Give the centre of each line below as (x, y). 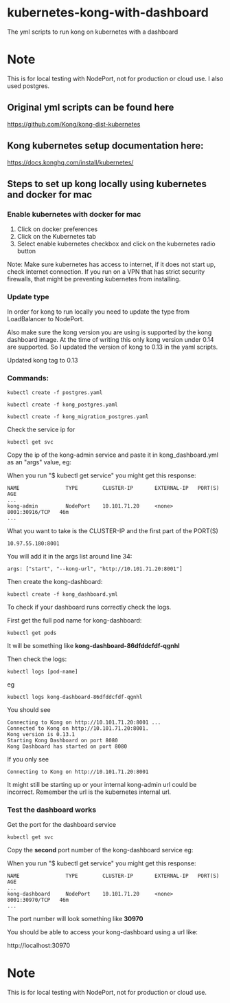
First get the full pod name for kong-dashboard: (74, 620)
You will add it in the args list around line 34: (70, 556)
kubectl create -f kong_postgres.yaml (62, 405)
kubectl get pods (32, 633)
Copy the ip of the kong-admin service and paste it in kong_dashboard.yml (113, 455)
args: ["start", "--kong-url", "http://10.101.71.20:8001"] (95, 569)
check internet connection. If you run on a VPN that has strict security (106, 272)
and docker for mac (50, 194)
